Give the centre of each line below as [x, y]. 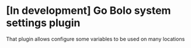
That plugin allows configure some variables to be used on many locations [95, 39]
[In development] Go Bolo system [88, 11]
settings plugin [43, 23]
